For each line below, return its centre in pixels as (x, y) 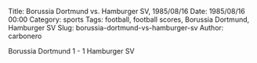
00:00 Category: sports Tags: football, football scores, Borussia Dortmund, (129, 19)
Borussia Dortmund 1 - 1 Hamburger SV (71, 51)
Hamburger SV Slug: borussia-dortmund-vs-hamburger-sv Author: (116, 28)
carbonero (25, 36)
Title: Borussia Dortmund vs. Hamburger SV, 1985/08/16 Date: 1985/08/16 (127, 11)
